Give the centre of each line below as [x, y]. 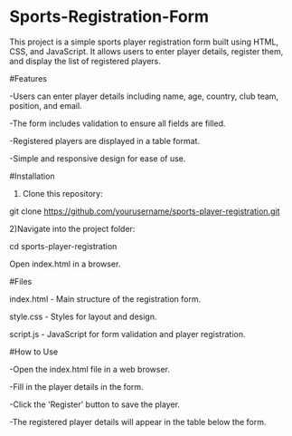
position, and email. [46, 105]
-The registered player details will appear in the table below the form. [138, 421]
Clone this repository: [62, 193]
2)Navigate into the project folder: [72, 228]
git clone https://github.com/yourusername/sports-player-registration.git [145, 211]
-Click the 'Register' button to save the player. [95, 404]
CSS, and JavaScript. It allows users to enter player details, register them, [146, 51]
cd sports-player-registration [63, 246]
